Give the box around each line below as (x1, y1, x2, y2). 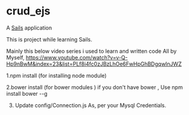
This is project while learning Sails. (6, 36, 92, 43)
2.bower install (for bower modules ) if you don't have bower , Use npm (6, 83, 183, 91)
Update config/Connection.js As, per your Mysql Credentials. (14, 101, 167, 109)
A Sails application (6, 24, 52, 31)
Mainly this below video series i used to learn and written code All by (6, 47, 177, 55)
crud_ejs (6, 4, 51, 18)
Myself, (6, 54, 25, 61)
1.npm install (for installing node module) (6, 72, 107, 79)
